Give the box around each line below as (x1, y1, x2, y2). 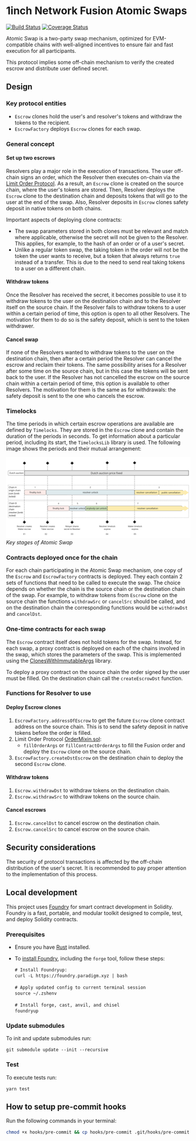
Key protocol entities (6, 100, 67, 108)
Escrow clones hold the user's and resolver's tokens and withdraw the (14, 113, 183, 120)
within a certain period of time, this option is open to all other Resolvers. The (6, 309, 190, 317)
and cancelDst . (6, 611, 42, 618)
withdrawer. (6, 322, 35, 329)
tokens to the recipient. (14, 119, 71, 126)
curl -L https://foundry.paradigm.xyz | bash (14, 973, 128, 979)
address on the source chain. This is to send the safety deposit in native (14, 723, 188, 730)
